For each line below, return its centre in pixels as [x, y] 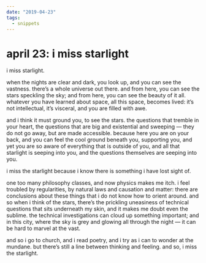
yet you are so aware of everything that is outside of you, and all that [93, 146]
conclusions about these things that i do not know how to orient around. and [103, 196]
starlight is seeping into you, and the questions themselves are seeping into [102, 153]
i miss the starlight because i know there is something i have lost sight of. [99, 171]
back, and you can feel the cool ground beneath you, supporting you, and [99, 140]
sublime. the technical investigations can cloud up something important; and [103, 215]
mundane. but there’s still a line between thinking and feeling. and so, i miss [102, 247]
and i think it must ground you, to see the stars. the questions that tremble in [103, 120]
